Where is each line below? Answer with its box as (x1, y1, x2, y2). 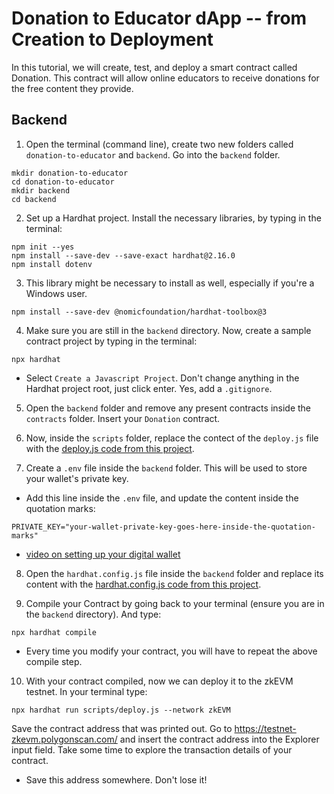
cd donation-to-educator (11, 177, 115, 187)
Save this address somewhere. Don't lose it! (25, 773, 208, 786)
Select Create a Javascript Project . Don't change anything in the (25, 372, 300, 384)
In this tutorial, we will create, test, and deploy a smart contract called (11, 61, 298, 73)
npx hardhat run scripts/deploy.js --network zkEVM (11, 705, 231, 715)
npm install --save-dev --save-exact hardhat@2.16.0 (11, 250, 236, 261)
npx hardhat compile (11, 627, 98, 637)
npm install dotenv (11, 259, 93, 269)
